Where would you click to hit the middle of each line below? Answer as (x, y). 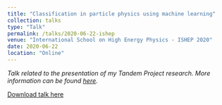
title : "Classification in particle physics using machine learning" (112, 14)
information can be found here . (53, 80)
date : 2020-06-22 (33, 47)
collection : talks (34, 20)
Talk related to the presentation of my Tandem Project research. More (109, 73)
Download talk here (36, 94)
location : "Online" (36, 54)
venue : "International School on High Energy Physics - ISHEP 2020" (110, 40)
